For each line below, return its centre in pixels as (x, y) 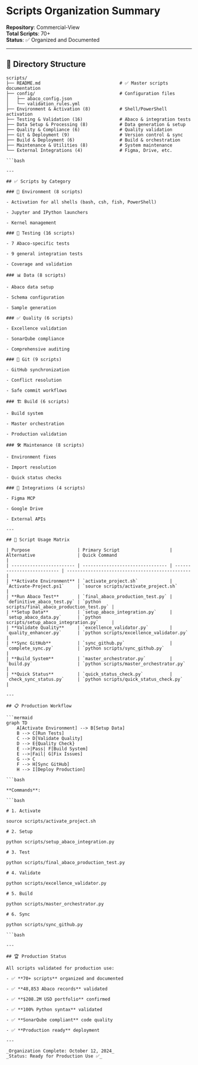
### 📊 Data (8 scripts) (36, 275)
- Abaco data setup (30, 287)
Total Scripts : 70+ (28, 33)
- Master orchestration (35, 424)
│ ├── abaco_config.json (39, 99)
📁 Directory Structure (46, 64)
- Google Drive (25, 509)
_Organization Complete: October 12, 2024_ (60, 1051)
